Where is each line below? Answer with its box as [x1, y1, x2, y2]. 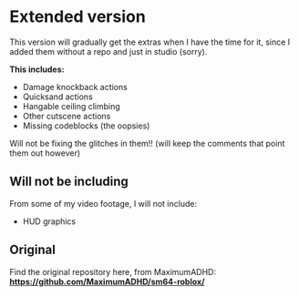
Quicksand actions [22, 91, 93, 102]
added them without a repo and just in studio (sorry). [9, 46, 208, 56]
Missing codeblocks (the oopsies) [22, 120, 150, 131]
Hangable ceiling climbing [22, 100, 120, 111]
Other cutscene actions [22, 110, 111, 121]
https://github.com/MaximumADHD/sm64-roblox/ [9, 276, 205, 287]
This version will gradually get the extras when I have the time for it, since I [9, 36, 291, 47]
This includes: [9, 64, 65, 75]
